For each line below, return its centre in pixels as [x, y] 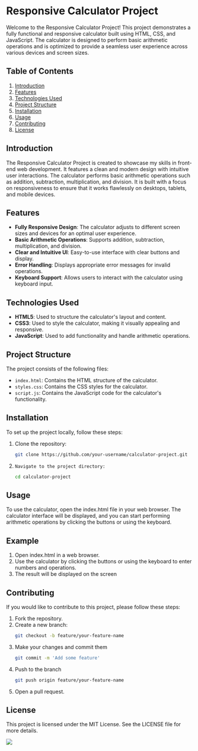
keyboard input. [34, 284]
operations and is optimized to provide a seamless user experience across [97, 46]
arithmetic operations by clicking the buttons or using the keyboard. [89, 522]
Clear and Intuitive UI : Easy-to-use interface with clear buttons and [97, 252]
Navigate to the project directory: [60, 466]
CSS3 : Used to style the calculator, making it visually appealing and [97, 323]
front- [185, 163]
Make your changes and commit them [61, 647]
